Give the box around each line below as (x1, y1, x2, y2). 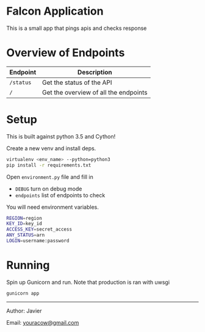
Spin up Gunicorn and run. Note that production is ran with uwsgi (6, 278, 170, 286)
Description (77, 68, 113, 76)
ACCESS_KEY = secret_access (6, 226, 72, 233)
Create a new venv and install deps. (6, 145, 96, 152)
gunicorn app (6, 290, 40, 297)
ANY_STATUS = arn (6, 232, 45, 239)
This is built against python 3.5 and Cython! (6, 132, 116, 140)
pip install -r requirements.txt (6, 162, 92, 168)
